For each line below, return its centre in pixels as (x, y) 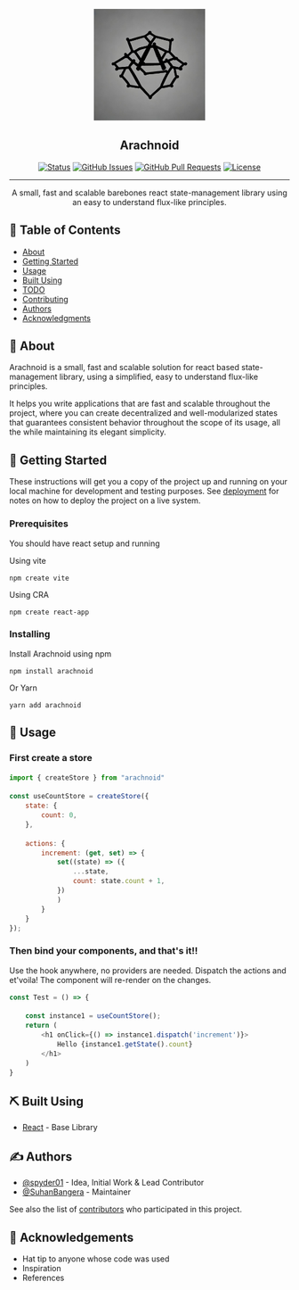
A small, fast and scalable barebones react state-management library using (149, 193)
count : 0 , (59, 815)
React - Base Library (60, 1128)
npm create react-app (49, 612)
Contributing (45, 299)
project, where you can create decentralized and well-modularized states (144, 413)
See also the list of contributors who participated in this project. (126, 1210)
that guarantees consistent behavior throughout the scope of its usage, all (145, 423)
